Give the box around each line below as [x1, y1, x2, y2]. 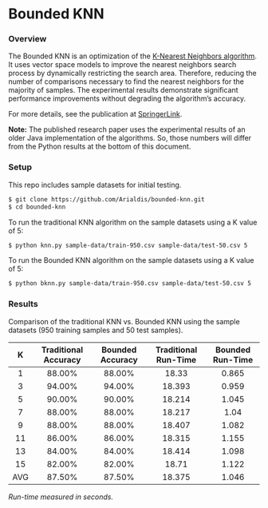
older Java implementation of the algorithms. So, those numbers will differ [8, 133, 252, 143]
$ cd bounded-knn [8, 203, 66, 211]
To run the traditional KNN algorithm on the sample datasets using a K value [8, 217, 258, 227]
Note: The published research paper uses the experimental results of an [8, 125, 246, 134]
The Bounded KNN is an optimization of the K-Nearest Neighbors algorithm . [8, 51, 258, 61]
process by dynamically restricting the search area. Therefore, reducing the [8, 69, 257, 78]
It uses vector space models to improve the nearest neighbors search [8, 60, 237, 69]
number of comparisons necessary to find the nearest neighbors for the [8, 77, 245, 86]
